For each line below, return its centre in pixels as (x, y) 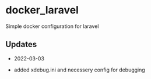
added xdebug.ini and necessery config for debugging (79, 70)
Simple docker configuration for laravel (52, 26)
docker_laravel (42, 10)
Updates (21, 44)
